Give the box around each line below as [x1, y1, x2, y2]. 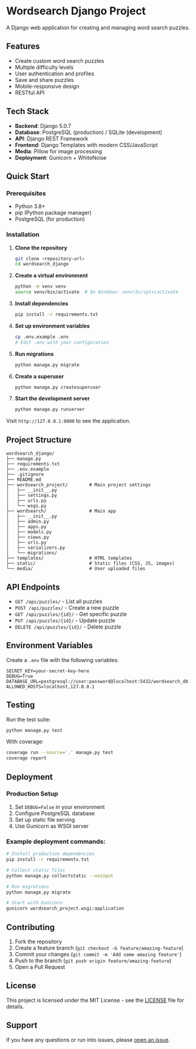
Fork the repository [14, 938, 63, 945]
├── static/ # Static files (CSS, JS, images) [6, 560, 175, 566]
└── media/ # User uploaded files [6, 566, 146, 572]
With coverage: [6, 738, 44, 745]
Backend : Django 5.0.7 [14, 122, 72, 129]
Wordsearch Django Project [6, 4, 146, 18]
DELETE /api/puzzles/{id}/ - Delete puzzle [14, 623, 121, 630]
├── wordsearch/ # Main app [6, 508, 117, 514]
